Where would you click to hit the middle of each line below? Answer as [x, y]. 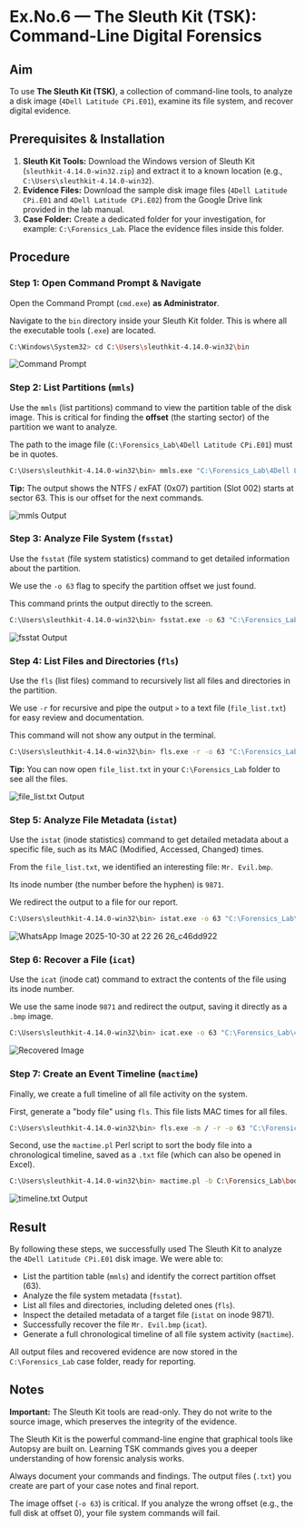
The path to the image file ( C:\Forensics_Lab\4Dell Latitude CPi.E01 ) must [151, 444]
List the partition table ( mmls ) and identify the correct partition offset [149, 1276]
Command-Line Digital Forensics [136, 36]
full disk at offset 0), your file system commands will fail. [115, 1512]
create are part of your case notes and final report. [104, 1485]
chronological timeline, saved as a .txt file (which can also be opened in [145, 1155]
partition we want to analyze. [64, 426]
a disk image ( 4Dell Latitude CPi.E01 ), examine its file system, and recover [151, 101]
